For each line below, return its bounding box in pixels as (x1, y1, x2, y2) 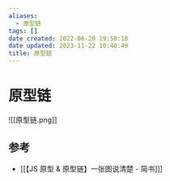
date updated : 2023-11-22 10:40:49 (8, 42, 129, 50)
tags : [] (8, 27, 38, 35)
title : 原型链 (8, 49, 53, 57)
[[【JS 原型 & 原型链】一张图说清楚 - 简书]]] (19, 163, 164, 174)
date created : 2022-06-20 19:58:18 (8, 34, 129, 43)
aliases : (8, 11, 38, 20)
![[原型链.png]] (8, 115, 57, 124)
